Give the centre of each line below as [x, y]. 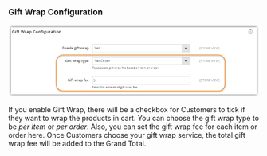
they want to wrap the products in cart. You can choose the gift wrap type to [134, 119]
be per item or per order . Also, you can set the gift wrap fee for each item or [133, 127]
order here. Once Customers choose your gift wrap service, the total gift [127, 135]
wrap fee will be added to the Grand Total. [77, 144]
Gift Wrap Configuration [56, 12]
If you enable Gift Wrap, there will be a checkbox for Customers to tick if [127, 110]
